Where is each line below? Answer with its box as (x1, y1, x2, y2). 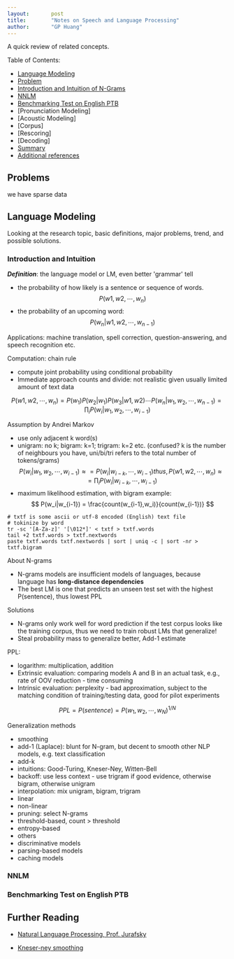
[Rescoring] (17, 129, 52, 137)
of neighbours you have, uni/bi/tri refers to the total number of (17, 449, 197, 457)
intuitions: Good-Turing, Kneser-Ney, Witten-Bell (17, 764, 157, 773)
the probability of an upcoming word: (17, 307, 124, 316)
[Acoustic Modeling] (17, 114, 77, 122)
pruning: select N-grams (17, 809, 89, 818)
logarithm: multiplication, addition (17, 661, 114, 670)
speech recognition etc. (7, 340, 75, 349)
